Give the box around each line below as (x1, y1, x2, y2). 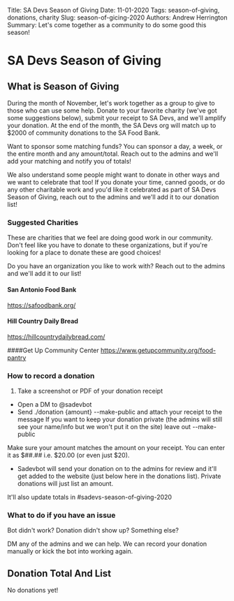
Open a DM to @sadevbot (17, 400, 92, 408)
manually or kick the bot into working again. (7, 547, 133, 556)
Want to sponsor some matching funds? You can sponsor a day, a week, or (7, 143, 223, 150)
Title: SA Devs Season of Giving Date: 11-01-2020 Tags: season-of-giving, (7, 6, 220, 14)
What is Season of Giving (7, 80, 119, 92)
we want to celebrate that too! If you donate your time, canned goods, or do (7, 178, 226, 186)
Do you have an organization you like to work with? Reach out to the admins (7, 262, 226, 270)
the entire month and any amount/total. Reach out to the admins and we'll (7, 150, 219, 158)
